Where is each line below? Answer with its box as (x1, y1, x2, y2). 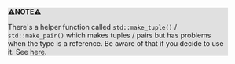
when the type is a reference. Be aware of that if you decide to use (8, 39, 224, 48)
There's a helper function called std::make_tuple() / (8, 23, 178, 31)
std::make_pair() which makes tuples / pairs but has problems (8, 30, 211, 40)
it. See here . (8, 48, 47, 56)
